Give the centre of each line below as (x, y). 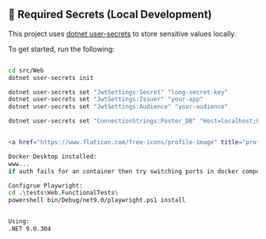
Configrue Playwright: (46, 186)
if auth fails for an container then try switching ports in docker (123, 171)
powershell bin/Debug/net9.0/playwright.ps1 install (97, 200)
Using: (19, 222)
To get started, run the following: (61, 49)
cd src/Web (26, 70)
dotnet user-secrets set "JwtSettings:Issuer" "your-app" (106, 100)
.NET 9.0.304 (30, 229)
